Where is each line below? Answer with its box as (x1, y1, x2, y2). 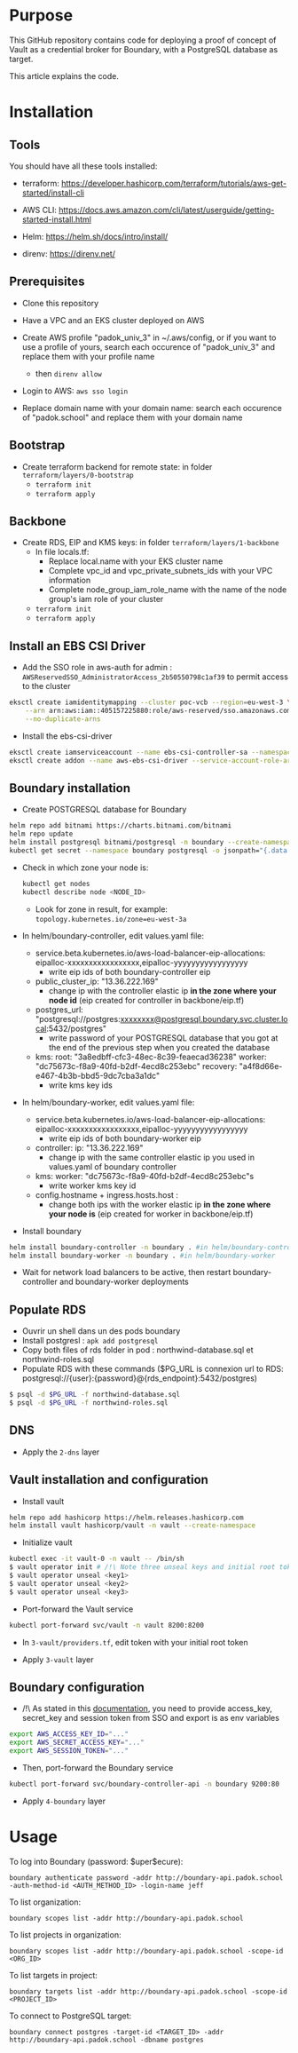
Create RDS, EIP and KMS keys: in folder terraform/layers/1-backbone (21, 537, 279, 548)
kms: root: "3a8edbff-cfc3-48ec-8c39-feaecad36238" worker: (35, 1051, 267, 1062)
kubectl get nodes (21, 879, 90, 888)
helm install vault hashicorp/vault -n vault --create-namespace (9, 1521, 255, 1530)
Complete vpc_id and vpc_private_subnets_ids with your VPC (48, 566, 273, 576)
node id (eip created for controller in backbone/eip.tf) (48, 995, 245, 1005)
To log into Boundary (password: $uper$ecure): (9, 1856, 184, 1867)
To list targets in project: (9, 1970, 98, 1980)
